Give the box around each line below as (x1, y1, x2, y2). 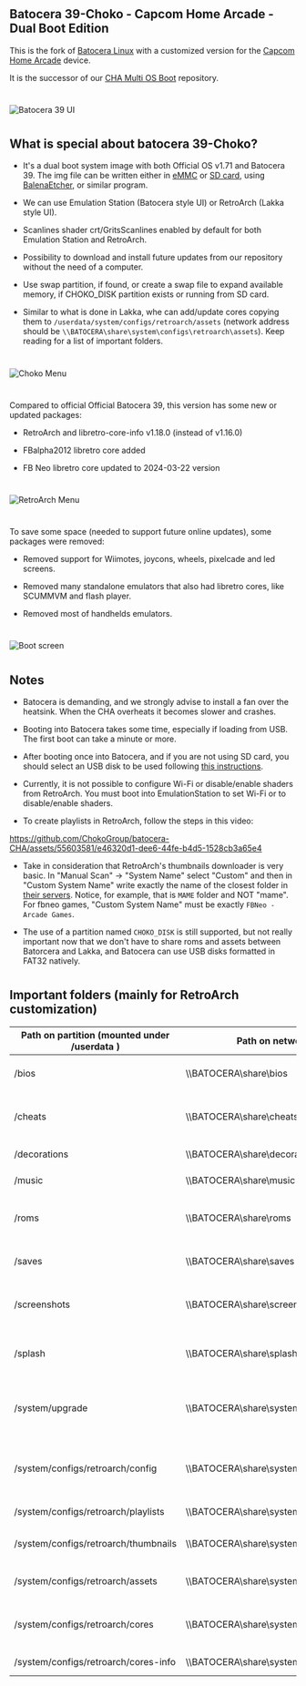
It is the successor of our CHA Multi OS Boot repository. (9, 72, 219, 83)
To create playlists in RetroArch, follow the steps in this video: (22, 815, 254, 826)
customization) (9, 1002, 97, 1017)
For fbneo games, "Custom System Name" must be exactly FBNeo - (22, 899, 275, 910)
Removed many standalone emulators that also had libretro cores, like (22, 581, 285, 592)
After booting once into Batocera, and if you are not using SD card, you (22, 751, 290, 761)
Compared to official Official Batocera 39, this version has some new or (9, 399, 278, 411)
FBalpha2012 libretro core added (22, 444, 146, 455)
